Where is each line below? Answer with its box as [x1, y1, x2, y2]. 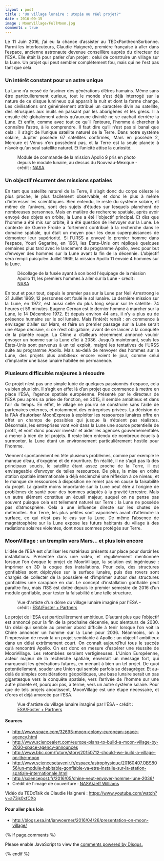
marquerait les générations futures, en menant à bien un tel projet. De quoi [5, 661, 159, 667]
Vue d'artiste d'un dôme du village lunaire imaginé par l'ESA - [17, 599, 142, 606]
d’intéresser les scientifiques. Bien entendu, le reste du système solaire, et [5, 198, 159, 204]
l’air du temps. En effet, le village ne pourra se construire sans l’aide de [5, 401, 159, 408]
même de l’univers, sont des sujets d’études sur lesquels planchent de [5, 204, 159, 210]
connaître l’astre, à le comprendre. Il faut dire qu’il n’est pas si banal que [5, 124, 159, 130]
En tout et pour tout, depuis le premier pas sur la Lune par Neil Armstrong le [5, 290, 159, 296]
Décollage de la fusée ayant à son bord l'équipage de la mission [17, 270, 146, 276]
